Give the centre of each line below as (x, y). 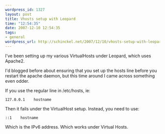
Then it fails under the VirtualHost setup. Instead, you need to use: (72, 108)
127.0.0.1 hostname (28, 100)
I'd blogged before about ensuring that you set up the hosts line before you (81, 70)
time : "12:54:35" (23, 23)
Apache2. (15, 61)
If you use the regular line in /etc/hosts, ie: (48, 90)
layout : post (18, 14)
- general (15, 37)
